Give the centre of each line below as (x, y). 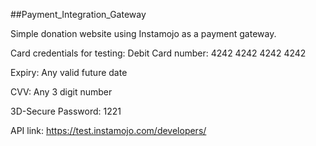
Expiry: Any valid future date (69, 72)
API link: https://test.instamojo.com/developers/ (108, 130)
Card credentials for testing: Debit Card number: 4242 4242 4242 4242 (158, 53)
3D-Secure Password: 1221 (66, 111)
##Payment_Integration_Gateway (78, 14)
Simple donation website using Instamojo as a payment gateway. (143, 33)
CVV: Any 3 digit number (61, 92)
